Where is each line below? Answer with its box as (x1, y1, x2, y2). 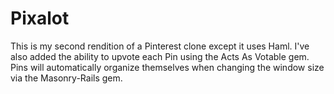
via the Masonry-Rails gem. (10, 72, 123, 84)
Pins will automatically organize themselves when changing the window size (10, 61, 325, 73)
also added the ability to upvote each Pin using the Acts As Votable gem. (10, 50, 310, 62)
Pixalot (10, 7, 70, 30)
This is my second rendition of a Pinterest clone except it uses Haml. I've (10, 40, 310, 52)
